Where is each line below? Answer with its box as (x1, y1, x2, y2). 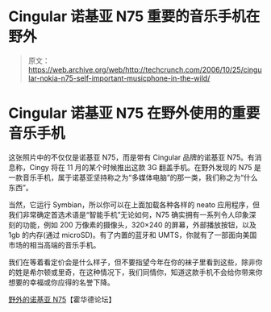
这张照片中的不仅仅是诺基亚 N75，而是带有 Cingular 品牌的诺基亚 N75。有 (8, 152, 256, 162)
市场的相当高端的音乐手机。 (8, 239, 101, 250)
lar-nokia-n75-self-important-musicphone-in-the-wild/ (27, 73, 211, 83)
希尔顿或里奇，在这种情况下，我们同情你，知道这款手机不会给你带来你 (29, 267, 263, 277)
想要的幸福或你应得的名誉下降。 (8, 277, 115, 287)
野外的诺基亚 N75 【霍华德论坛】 (8, 294, 116, 304)
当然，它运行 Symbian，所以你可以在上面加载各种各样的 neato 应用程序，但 (8, 199, 261, 210)
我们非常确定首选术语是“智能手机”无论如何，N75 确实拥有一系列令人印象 (8, 210, 249, 219)
